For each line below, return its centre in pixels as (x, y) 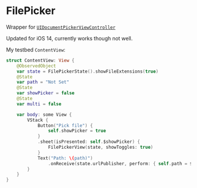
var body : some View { (44, 114)
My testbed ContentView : (36, 49)
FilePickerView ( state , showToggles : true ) (101, 148)
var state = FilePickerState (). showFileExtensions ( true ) (88, 71)
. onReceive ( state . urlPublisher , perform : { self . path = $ (120, 163)
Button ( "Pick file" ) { (65, 125)
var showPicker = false (46, 93)
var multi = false (39, 104)
